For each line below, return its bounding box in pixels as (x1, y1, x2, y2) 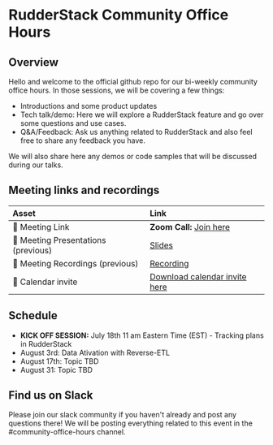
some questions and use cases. (19, 119, 127, 127)
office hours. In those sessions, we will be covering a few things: (8, 85, 225, 95)
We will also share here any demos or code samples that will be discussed (8, 152, 258, 161)
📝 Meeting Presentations (12, 234, 107, 245)
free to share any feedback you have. (19, 136, 146, 145)
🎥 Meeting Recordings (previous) (12, 257, 139, 269)
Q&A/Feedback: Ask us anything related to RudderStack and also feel (19, 127, 253, 136)
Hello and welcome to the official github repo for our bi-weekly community (8, 77, 258, 86)
